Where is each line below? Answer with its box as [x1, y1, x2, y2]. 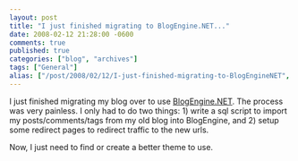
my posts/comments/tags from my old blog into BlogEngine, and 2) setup [9, 114, 279, 125]
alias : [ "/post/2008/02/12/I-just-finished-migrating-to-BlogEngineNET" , [9, 72, 291, 80]
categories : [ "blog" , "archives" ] [9, 55, 139, 64]
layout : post [9, 13, 58, 22]
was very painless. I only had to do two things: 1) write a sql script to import [9, 105, 288, 116]
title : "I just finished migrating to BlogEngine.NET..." [9, 21, 230, 30]
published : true [9, 47, 70, 55]
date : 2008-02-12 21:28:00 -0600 [9, 30, 134, 38]
